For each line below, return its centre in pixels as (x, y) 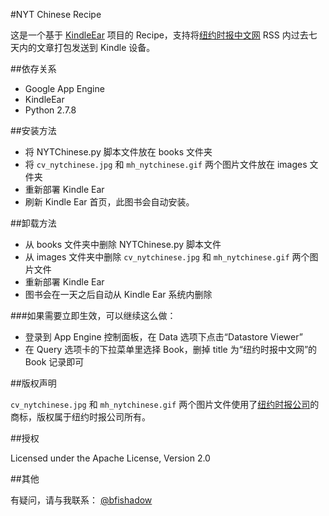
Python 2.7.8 (50, 110)
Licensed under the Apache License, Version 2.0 (110, 458)
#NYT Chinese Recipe (56, 14)
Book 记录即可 (54, 362)
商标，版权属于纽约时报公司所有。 (80, 417)
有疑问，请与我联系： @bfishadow (81, 500)
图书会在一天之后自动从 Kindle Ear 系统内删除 (118, 294)
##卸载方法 (33, 223)
